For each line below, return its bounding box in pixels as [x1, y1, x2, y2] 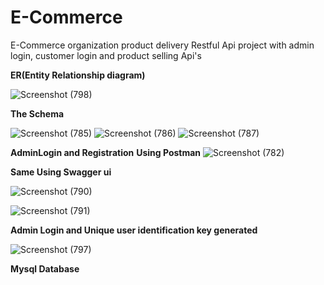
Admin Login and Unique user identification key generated [10, 224, 258, 236]
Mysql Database [10, 262, 80, 275]
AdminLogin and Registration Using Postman [10, 146, 202, 158]
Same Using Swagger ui [10, 166, 112, 178]
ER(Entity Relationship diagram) [10, 69, 146, 81]
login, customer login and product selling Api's [10, 49, 202, 61]
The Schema [10, 107, 65, 120]
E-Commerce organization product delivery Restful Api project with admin [10, 39, 315, 51]
